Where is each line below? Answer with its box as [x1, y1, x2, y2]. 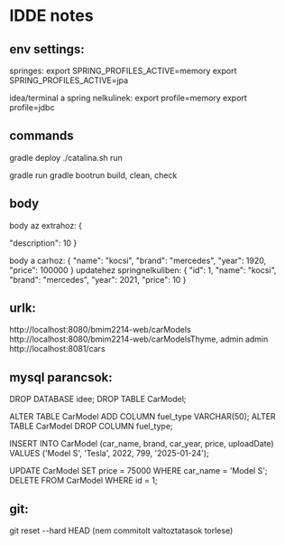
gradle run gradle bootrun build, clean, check [9, 169, 178, 181]
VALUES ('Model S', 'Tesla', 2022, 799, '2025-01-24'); [9, 448, 209, 459]
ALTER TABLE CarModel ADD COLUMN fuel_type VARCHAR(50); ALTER [9, 411, 277, 422]
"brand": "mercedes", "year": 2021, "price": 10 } [9, 274, 187, 285]
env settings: [9, 42, 86, 57]
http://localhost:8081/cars [9, 343, 106, 354]
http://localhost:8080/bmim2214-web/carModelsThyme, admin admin [9, 334, 269, 344]
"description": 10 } [9, 237, 78, 249]
